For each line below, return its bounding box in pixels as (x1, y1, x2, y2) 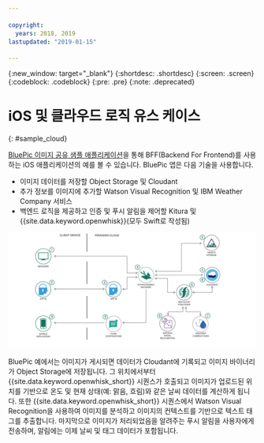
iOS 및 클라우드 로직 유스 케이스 (8, 107, 201, 126)
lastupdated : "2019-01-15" (8, 38, 97, 46)
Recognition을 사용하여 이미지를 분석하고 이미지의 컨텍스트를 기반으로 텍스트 (8, 407, 245, 416)
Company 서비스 (19, 197, 73, 206)
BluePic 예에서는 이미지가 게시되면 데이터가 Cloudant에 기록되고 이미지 (8, 357, 229, 366)
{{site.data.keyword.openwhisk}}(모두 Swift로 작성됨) (19, 216, 191, 226)
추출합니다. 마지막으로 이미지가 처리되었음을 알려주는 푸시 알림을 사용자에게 (22, 416, 255, 426)
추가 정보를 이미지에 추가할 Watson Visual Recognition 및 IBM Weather (19, 186, 243, 197)
